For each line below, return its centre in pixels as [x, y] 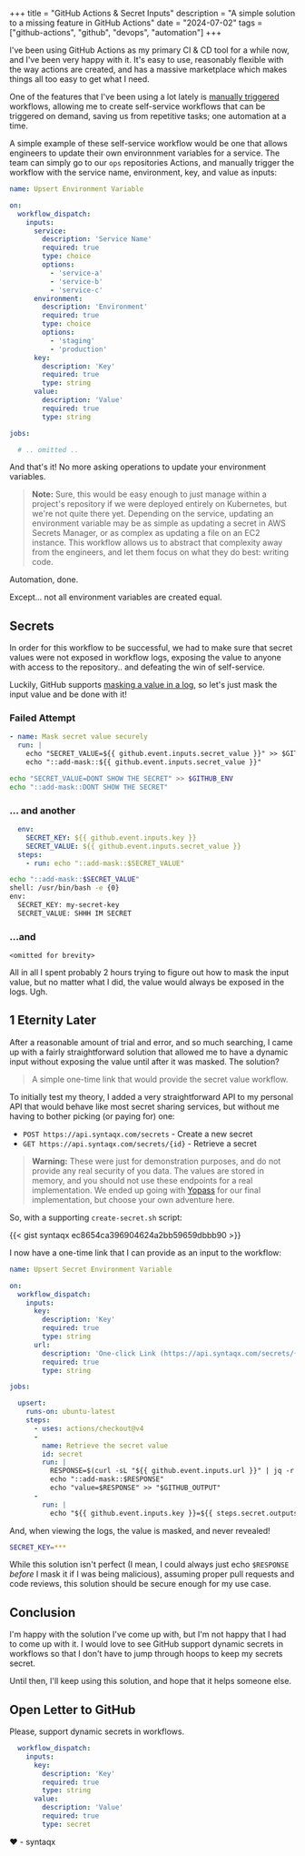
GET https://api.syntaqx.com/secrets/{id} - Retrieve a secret [139, 1143]
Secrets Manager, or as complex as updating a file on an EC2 [146, 533]
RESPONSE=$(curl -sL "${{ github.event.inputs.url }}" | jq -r [172, 1471]
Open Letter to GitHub [73, 1710]
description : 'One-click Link [99, 1353]
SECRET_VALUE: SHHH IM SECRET [74, 913]
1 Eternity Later [53, 1020]
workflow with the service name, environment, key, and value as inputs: [143, 172]
